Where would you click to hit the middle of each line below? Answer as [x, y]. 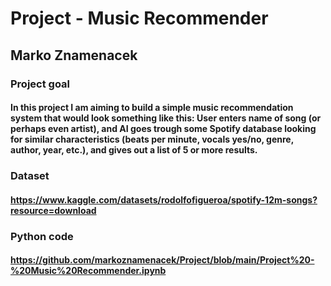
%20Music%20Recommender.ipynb [88, 271]
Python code [42, 236]
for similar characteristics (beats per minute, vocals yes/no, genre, [152, 139]
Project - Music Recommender [139, 18]
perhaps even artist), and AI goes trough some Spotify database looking [163, 129]
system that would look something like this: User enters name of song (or [166, 118]
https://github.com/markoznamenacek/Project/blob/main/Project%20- [162, 260]
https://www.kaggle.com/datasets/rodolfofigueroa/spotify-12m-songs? [164, 199]
